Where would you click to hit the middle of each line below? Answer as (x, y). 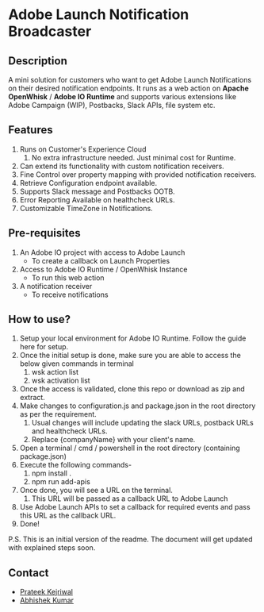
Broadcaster (50, 31)
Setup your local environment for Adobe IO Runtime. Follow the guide (133, 338)
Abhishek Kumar (46, 600)
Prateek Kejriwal (46, 592)
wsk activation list (61, 381)
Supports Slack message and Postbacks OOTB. (98, 191)
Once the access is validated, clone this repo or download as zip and (132, 389)
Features (31, 130)
